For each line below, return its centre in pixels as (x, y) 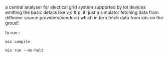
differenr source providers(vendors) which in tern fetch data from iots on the (84, 18)
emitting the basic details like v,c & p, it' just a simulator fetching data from (82, 12)
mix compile (18, 42)
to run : (13, 32)
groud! (12, 23)
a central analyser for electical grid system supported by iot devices (75, 7)
